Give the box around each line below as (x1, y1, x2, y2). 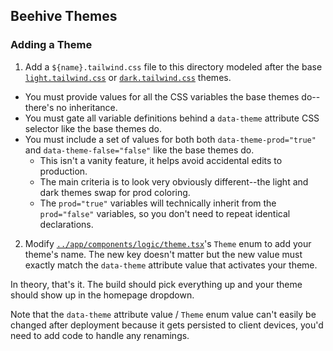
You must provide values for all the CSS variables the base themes (24, 90, 300, 103)
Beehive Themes (10, 8, 118, 25)
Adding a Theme (10, 38, 93, 52)
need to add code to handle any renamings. (10, 329, 190, 341)
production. (39, 165, 88, 177)
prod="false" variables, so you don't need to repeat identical (39, 207, 291, 219)
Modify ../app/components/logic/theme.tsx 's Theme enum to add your (24, 237, 312, 249)
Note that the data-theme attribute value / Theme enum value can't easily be (10, 308, 317, 320)
